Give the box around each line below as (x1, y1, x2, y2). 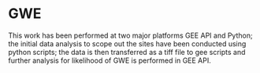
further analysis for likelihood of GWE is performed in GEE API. (8, 56, 211, 65)
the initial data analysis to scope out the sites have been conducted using (8, 38, 247, 48)
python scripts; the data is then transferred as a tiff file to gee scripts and (8, 47, 246, 57)
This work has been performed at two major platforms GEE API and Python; (8, 31, 254, 40)
